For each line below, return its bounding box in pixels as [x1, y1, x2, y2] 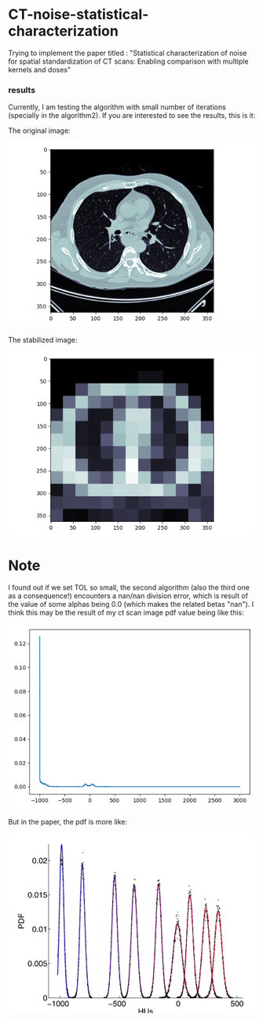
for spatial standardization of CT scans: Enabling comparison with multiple [8, 57, 249, 66]
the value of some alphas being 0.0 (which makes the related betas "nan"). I [8, 600, 254, 609]
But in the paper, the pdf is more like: [8, 817, 128, 827]
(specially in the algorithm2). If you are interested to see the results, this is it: [8, 111, 256, 120]
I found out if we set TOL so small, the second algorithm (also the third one [8, 583, 250, 593]
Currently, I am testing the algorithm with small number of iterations [8, 102, 226, 112]
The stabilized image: [8, 336, 78, 345]
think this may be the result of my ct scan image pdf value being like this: [8, 608, 245, 618]
